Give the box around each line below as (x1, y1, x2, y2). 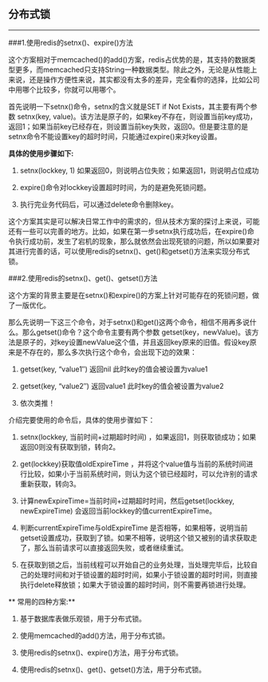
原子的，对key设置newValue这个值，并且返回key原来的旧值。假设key (22, 337, 250, 347)
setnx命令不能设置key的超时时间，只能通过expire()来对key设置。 (8, 131, 222, 141)
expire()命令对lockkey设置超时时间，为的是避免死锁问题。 (19, 182, 211, 192)
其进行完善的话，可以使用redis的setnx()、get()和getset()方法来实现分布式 (8, 246, 250, 256)
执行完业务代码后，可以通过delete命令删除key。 (19, 199, 178, 209)
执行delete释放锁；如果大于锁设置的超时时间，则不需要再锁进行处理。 (19, 580, 250, 589)
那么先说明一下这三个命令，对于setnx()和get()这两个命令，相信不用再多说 (8, 317, 250, 327)
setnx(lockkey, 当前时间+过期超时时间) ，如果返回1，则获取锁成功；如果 (19, 432, 257, 442)
